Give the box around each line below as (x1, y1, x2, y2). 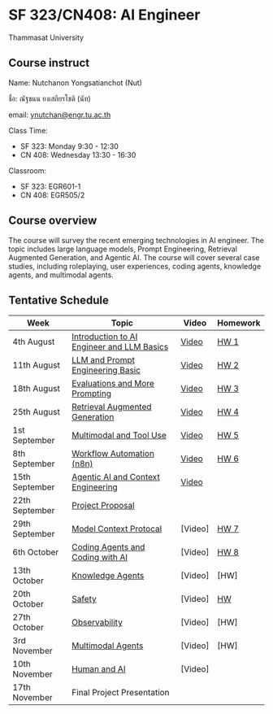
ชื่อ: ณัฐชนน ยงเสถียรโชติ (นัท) (8, 94, 91, 103)
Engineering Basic (71, 364, 141, 376)
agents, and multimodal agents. (8, 270, 114, 280)
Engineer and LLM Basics (71, 342, 169, 353)
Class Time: (8, 125, 49, 135)
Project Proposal (71, 500, 136, 512)
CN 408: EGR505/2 (19, 189, 85, 200)
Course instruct (8, 56, 90, 70)
